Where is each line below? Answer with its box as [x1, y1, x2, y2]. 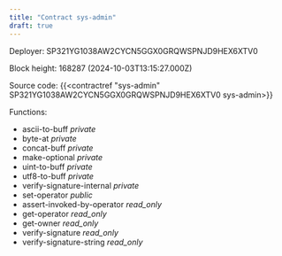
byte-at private [21, 133, 77, 144]
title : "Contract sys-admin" [9, 12, 117, 22]
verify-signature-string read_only [21, 237, 143, 247]
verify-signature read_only [21, 227, 119, 237]
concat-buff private [21, 143, 94, 153]
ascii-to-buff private [21, 123, 96, 134]
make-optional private [21, 151, 103, 162]
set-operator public [21, 190, 93, 200]
